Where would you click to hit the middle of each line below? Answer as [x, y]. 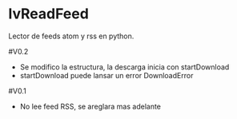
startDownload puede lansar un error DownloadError [106, 75]
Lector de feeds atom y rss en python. [71, 36]
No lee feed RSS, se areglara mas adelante [90, 106]
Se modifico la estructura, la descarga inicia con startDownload [125, 67]
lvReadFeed [49, 14]
